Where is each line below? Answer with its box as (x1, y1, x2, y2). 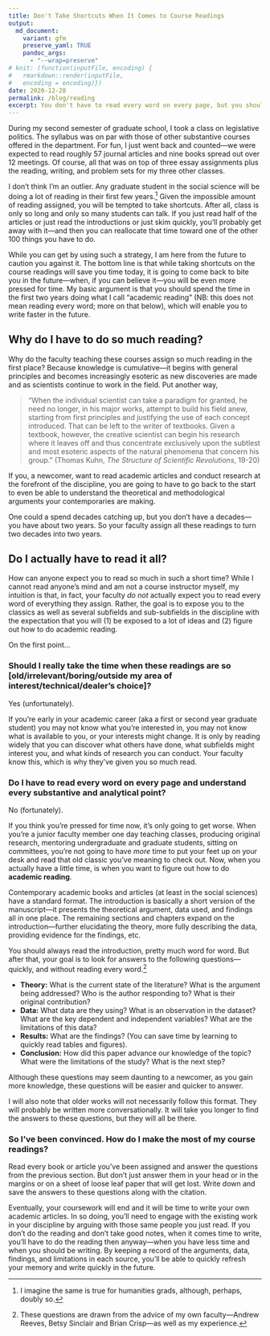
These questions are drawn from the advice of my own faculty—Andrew (19, 1309, 260, 1319)
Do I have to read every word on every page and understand (8, 777, 247, 788)
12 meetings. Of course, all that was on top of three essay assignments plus (8, 157, 259, 167)
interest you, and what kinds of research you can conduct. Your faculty (8, 748, 243, 758)
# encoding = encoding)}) (8, 79, 103, 87)
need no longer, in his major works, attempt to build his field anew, (27, 403, 247, 414)
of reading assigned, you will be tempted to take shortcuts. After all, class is (8, 200, 260, 210)
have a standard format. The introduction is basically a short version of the (8, 897, 256, 905)
